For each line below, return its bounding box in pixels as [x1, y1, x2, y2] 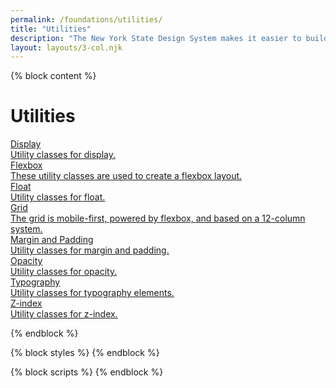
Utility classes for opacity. [10, 266, 118, 278]
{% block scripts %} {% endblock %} [10, 366, 164, 378]
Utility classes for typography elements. [10, 287, 175, 299]
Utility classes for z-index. [10, 308, 118, 320]
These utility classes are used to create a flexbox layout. [10, 170, 243, 182]
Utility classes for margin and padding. [10, 244, 170, 256]
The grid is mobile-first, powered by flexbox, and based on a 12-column [10, 212, 306, 225]
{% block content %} [10, 70, 97, 82]
